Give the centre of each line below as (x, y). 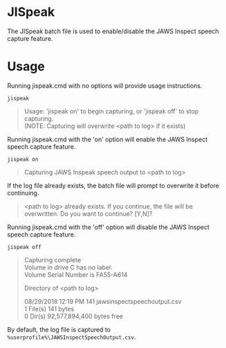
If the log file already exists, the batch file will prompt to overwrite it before (113, 185)
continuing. (23, 193)
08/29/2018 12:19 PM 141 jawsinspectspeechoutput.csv (103, 301)
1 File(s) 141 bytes (49, 309)
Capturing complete (53, 259)
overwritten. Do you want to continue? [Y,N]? (88, 213)
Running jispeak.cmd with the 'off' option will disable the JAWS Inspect (108, 227)
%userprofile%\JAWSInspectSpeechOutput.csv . (72, 337)
